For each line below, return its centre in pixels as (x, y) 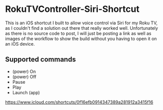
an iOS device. (20, 44)
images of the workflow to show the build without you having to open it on (81, 39)
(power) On (24, 71)
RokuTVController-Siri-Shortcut (72, 9)
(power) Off (24, 77)
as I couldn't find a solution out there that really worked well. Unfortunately (81, 28)
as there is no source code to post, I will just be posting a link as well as (78, 33)
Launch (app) (26, 92)
